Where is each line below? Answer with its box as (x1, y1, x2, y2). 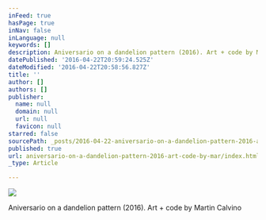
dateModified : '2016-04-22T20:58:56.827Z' (8, 64, 150, 71)
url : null (15, 115, 47, 123)
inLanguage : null (8, 33, 66, 42)
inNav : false (8, 26, 51, 34)
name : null (15, 100, 51, 108)
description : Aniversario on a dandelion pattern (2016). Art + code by (8, 48, 253, 56)
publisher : (8, 93, 44, 101)
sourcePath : (8, 137, 47, 145)
